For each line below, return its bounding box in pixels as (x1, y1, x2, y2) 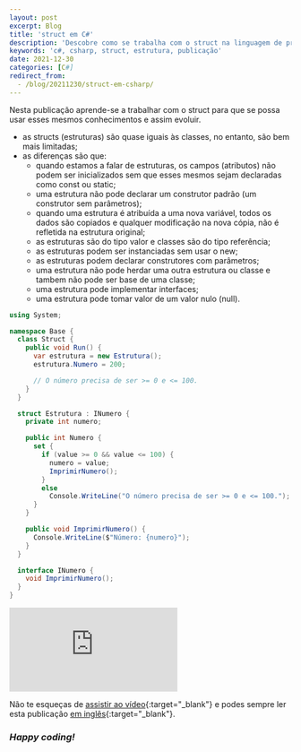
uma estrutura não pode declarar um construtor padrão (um (35, 188, 257, 199)
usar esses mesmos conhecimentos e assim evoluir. (9, 114, 202, 125)
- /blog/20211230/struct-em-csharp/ (17, 80, 154, 89)
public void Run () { (25, 343, 102, 352)
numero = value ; (48, 458, 110, 467)
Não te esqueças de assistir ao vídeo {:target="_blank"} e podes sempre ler (9, 699, 287, 709)
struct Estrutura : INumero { (17, 409, 130, 418)
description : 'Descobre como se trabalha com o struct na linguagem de (9, 38, 282, 48)
